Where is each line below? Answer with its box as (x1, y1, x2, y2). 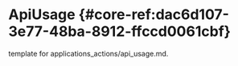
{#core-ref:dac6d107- (78, 6, 229, 24)
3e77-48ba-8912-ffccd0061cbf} (8, 22, 232, 41)
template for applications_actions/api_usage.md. (8, 49, 169, 58)
